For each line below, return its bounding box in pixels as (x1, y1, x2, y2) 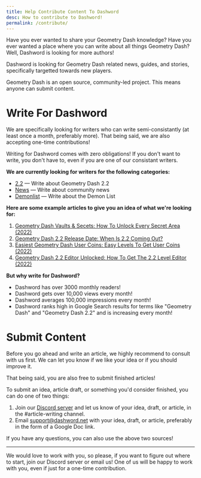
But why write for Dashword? (6, 272, 80, 279)
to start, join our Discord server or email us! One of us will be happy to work (6, 458, 193, 465)
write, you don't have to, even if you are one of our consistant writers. (6, 157, 178, 164)
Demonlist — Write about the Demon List (14, 193, 115, 200)
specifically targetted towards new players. (6, 67, 112, 74)
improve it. (6, 363, 33, 370)
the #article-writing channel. (14, 410, 86, 417)
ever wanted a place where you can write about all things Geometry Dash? (6, 43, 190, 50)
